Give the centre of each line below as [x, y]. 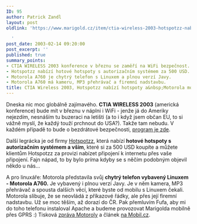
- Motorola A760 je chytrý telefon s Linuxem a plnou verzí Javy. [89, 77]
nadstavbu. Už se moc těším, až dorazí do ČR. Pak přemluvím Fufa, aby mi [96, 202]
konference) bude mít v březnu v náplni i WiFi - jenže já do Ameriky [87, 111]
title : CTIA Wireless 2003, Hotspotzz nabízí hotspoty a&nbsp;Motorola [95, 88]
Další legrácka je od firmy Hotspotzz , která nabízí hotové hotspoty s [89, 141]
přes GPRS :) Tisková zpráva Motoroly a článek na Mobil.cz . [78, 215]
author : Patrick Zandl [34, 17]
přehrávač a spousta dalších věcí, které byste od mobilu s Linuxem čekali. [95, 190]
